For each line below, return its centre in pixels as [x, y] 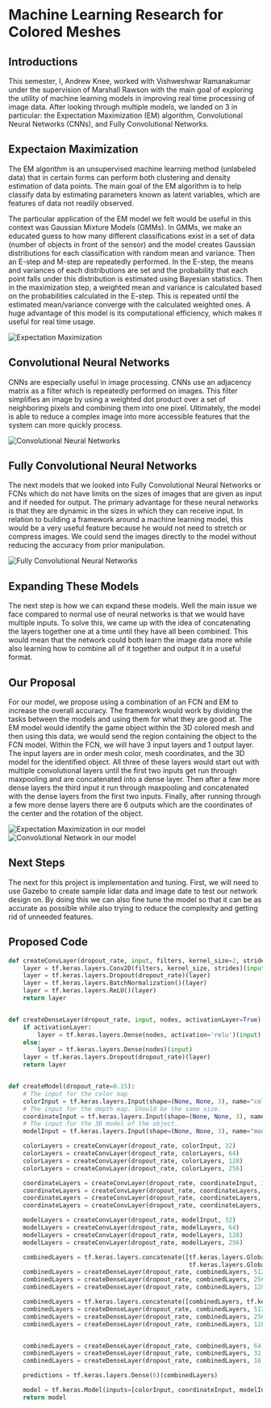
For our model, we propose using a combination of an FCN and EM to [123, 702]
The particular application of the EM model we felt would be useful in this [130, 219]
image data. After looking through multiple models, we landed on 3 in [123, 107]
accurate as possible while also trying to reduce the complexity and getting [133, 908]
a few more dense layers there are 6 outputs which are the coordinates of [130, 805]
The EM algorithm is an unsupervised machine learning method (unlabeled [132, 169]
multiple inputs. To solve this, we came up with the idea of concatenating [130, 623]
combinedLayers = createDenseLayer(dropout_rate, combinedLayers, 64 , [144, 1346]
